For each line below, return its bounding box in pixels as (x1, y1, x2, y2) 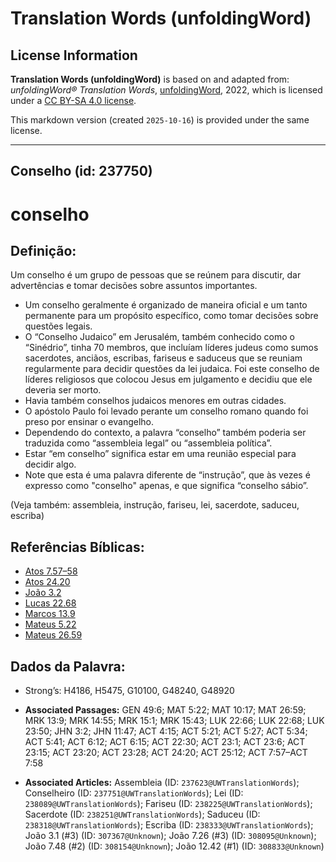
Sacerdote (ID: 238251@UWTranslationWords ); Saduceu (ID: (24, 808, 261, 821)
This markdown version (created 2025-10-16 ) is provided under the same (10, 114, 310, 126)
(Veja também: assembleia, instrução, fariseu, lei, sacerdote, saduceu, (10, 499, 300, 511)
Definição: (10, 242, 77, 259)
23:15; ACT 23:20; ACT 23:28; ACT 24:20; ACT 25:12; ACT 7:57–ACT (24, 747, 308, 759)
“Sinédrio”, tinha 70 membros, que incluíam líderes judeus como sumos (24, 342, 319, 354)
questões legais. (24, 320, 93, 332)
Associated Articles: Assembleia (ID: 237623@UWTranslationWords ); (24, 777, 300, 789)
